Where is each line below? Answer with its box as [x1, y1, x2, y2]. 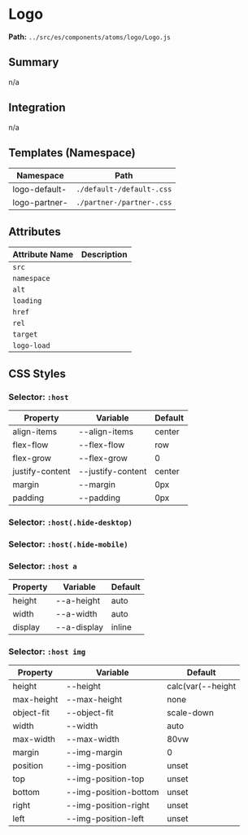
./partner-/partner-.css [76, 198, 172, 208]
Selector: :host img [8, 645, 86, 657]
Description [80, 249, 128, 261]
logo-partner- [12, 197, 68, 209]
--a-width [55, 609, 98, 620]
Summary [8, 55, 59, 69]
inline [111, 622, 133, 633]
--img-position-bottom [66, 787, 159, 798]
